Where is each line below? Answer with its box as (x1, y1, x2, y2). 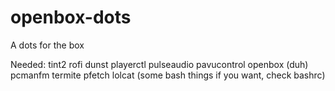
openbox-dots (10, 6, 132, 29)
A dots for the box (10, 39, 85, 51)
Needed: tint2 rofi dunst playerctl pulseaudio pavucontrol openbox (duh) (10, 58, 309, 70)
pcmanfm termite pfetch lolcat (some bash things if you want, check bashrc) (10, 69, 326, 81)
